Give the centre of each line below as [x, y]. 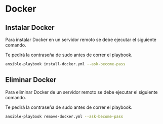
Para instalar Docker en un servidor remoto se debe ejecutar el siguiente [81, 39]
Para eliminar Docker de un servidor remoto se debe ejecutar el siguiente [81, 92]
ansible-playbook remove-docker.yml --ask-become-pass [64, 116]
